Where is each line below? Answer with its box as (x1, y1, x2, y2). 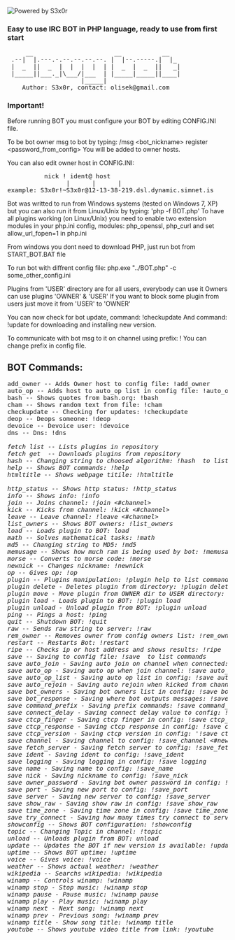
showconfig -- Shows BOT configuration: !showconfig (7, 820, 192, 829)
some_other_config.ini (7, 271, 71, 279)
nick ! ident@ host (44, 172, 111, 180)
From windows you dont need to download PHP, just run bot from (7, 242, 196, 251)
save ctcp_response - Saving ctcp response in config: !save (7, 722, 222, 731)
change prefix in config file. (7, 341, 87, 350)
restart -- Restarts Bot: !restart (7, 639, 129, 647)
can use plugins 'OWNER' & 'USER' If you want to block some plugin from (7, 292, 220, 300)
